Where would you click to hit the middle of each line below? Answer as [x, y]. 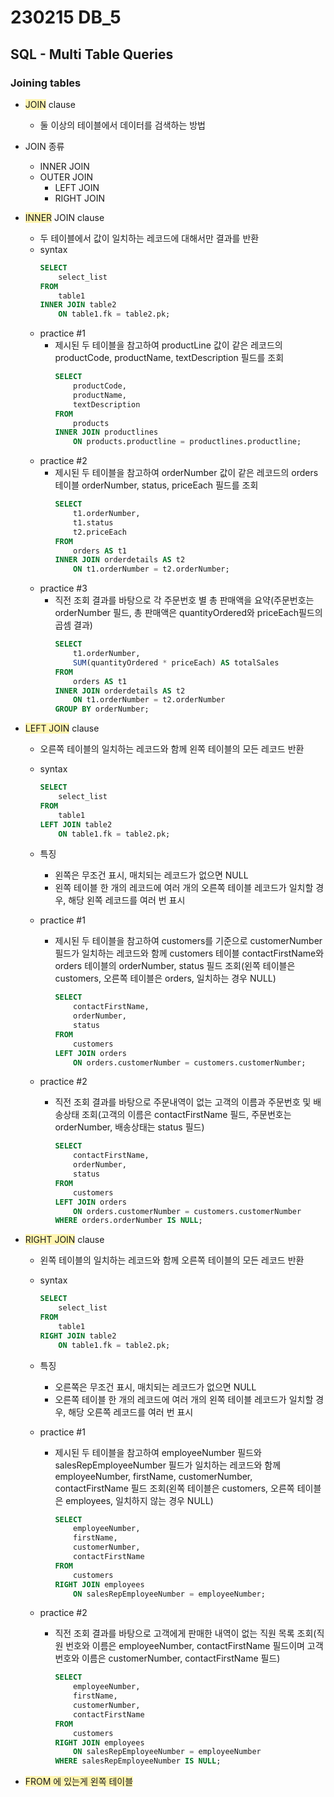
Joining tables [46, 83]
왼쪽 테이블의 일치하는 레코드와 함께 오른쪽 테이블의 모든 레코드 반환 [172, 1260]
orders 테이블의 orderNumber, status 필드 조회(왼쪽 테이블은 [175, 966]
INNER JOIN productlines [106, 432]
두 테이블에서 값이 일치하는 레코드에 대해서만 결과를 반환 [149, 238]
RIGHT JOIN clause [64, 1240]
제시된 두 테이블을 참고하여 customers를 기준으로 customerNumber [188, 941]
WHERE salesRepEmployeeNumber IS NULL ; [138, 1761]
